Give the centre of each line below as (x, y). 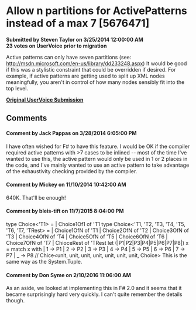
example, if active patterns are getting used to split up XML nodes (85, 76)
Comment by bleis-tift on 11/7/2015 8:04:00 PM (65, 211)
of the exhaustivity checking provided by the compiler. (72, 171)
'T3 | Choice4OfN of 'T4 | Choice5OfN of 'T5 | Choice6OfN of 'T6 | (87, 237)
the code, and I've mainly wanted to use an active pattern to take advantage (98, 165)
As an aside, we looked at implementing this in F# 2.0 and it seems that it (94, 288)
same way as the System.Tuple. (44, 261)
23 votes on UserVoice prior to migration (56, 46)
